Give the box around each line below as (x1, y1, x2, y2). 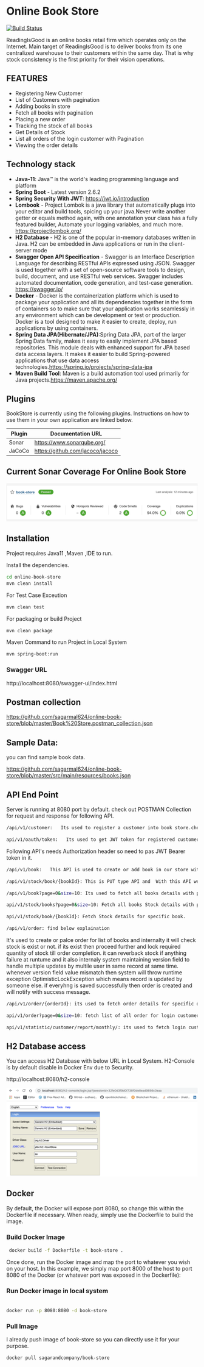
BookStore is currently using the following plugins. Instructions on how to (6, 410, 189, 417)
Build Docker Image (6, 1233, 66, 1241)
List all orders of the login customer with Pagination (15, 135, 144, 142)
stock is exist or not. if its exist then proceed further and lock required (6, 943, 181, 951)
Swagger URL (6, 666, 47, 674)
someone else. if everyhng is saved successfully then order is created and (6, 982, 192, 989)
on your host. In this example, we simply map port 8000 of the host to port (6, 1265, 192, 1272)
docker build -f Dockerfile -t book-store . (8, 1247, 123, 1254)
